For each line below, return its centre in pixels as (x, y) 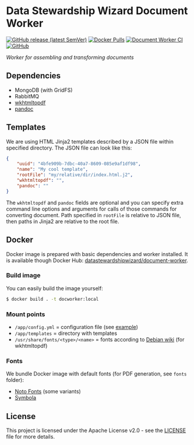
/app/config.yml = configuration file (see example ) (76, 327)
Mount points (26, 314)
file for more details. (30, 437)
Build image (24, 275)
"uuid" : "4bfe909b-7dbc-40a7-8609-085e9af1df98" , (79, 164)
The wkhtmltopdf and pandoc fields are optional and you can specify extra (95, 202)
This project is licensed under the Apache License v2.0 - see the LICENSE (96, 430)
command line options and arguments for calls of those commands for (91, 209)
